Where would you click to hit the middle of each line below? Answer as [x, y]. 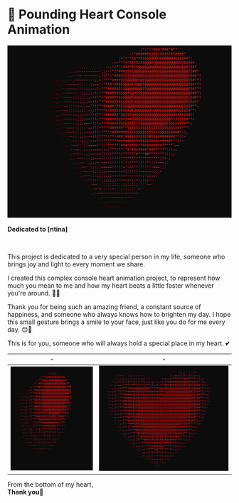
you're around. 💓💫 [34, 293]
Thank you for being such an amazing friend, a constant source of [104, 307]
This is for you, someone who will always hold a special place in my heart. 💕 [118, 343]
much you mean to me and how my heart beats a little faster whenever [111, 285]
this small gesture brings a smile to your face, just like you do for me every [116, 322]
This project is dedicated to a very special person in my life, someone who [116, 256]
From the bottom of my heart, [51, 484]
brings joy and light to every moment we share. [76, 264]
